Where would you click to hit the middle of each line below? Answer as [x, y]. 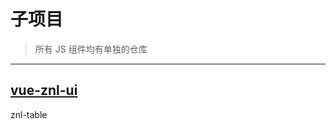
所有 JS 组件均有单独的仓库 [91, 49]
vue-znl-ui [44, 90]
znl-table [29, 114]
